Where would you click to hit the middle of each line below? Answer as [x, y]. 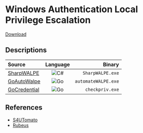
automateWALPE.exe [97, 81]
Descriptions [26, 50]
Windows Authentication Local [72, 9]
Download [16, 34]
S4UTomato [25, 120]
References [24, 108]
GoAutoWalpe [24, 81]
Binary [111, 64]
